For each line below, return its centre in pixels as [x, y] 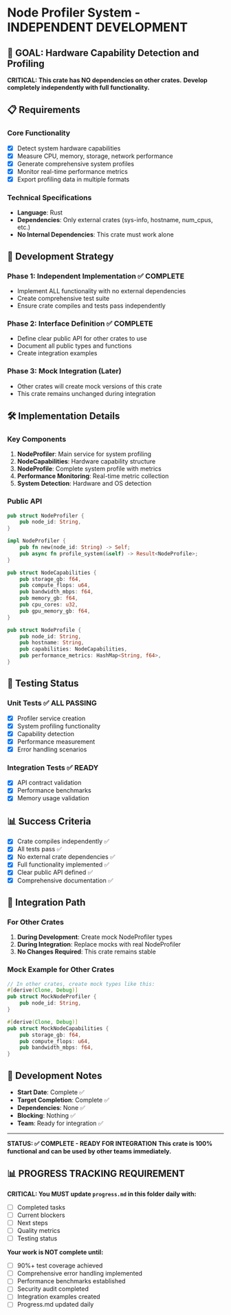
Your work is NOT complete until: [55, 1252]
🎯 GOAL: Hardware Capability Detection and [103, 53]
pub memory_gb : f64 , [49, 598]
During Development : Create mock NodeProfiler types [95, 937]
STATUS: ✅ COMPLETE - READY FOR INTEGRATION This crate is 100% [110, 1144]
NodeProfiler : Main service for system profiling [84, 454]
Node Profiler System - [74, 13]
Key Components [37, 439]
